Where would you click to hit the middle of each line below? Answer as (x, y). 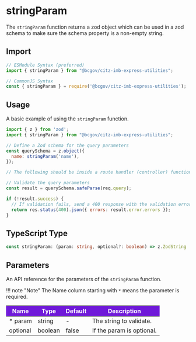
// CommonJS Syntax (30, 81)
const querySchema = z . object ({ (45, 151)
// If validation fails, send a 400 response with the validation (94, 204)
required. (17, 296)
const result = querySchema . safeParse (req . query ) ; (69, 188)
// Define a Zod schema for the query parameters (68, 145)
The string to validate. (122, 321)
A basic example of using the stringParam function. (67, 119)
